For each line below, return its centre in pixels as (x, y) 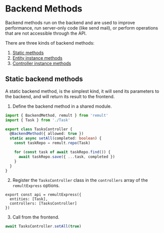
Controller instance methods (42, 63)
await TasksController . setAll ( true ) (43, 226)
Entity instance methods (37, 58)
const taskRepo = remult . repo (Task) (52, 143)
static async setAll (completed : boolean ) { (55, 138)
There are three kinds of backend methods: (50, 43)
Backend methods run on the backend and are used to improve (70, 23)
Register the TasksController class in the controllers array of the (80, 180)
